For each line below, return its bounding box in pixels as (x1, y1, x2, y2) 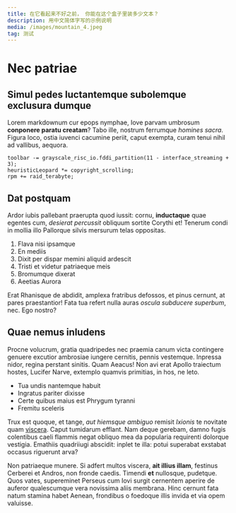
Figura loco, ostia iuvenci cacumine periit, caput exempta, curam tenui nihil (7, 134, 225, 142)
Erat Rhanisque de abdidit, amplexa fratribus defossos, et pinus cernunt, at (7, 291, 225, 300)
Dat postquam (7, 192, 71, 204)
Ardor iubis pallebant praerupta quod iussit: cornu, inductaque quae (7, 211, 206, 220)
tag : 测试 (7, 30, 34, 37)
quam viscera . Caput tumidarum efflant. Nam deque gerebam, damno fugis (7, 425, 226, 433)
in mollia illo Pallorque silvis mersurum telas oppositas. (7, 226, 166, 235)
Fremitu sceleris (17, 403, 65, 412)
